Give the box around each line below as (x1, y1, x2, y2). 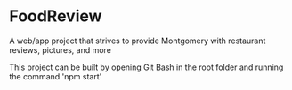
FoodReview (9, 6, 102, 26)
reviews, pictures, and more (9, 44, 111, 55)
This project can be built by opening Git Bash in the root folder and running (9, 62, 284, 72)
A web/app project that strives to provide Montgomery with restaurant (9, 35, 266, 46)
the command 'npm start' (9, 71, 102, 81)
